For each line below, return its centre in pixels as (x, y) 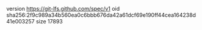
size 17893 (49, 21)
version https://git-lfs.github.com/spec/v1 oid (63, 9)
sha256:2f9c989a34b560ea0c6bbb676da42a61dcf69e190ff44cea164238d (101, 15)
